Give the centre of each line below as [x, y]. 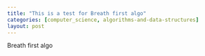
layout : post [26, 26]
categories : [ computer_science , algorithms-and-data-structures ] [103, 20]
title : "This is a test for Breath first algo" [77, 13]
